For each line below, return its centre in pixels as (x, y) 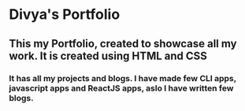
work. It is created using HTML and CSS (108, 55)
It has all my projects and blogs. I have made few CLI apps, (123, 78)
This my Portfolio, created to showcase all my (123, 44)
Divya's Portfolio (65, 15)
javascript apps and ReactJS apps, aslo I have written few (121, 88)
